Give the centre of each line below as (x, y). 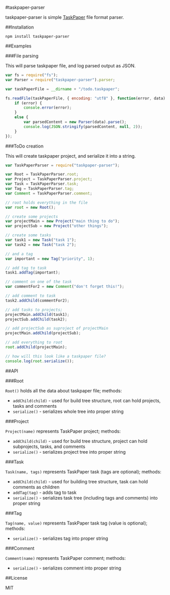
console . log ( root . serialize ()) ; (40, 361)
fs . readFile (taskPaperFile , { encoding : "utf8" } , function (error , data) (86, 98)
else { (21, 117)
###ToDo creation (25, 146)
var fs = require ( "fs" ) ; (32, 75)
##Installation (20, 27)
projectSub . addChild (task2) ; (36, 319)
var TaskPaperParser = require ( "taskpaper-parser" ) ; (63, 165)
